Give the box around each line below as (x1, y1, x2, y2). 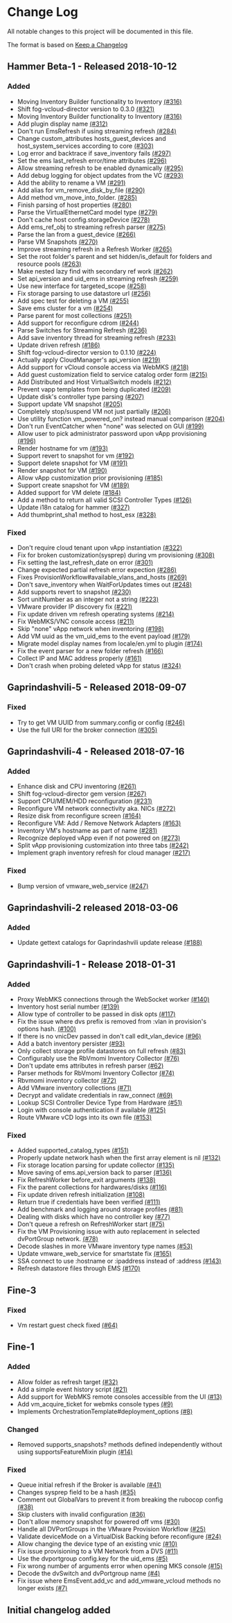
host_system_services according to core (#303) (17, 142, 154, 150)
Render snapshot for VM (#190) (17, 466, 107, 474)
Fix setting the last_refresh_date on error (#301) (17, 558, 154, 566)
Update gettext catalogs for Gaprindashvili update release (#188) (17, 939, 203, 947)
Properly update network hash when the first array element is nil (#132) (17, 1154, 221, 1162)
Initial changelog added (7, 1604, 111, 1616)
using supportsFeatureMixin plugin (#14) (17, 1447, 133, 1456)
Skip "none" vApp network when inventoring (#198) (17, 624, 164, 632)
